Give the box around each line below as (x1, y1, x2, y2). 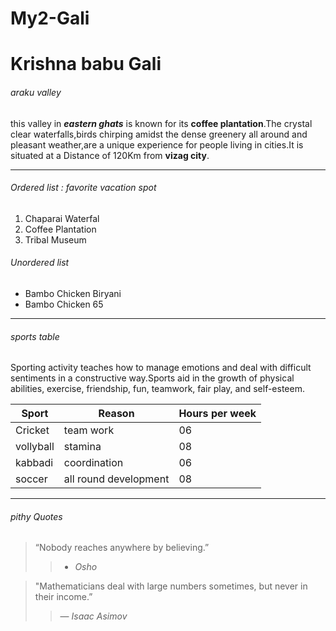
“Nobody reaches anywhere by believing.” (34, 542, 210, 554)
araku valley (10, 86, 62, 98)
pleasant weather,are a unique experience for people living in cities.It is (10, 138, 304, 151)
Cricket (15, 423, 50, 437)
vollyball (15, 440, 55, 454)
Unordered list (10, 257, 70, 269)
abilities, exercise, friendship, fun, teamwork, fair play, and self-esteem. (10, 383, 305, 395)
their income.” (34, 591, 93, 603)
